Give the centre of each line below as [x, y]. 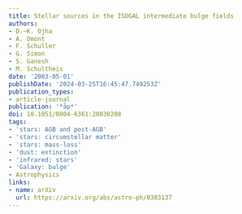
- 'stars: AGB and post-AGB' [58, 129]
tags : [17, 122]
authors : [23, 24]
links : [19, 183]
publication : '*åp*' [43, 107]
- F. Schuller [32, 46]
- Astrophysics [34, 175]
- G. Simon [27, 54]
